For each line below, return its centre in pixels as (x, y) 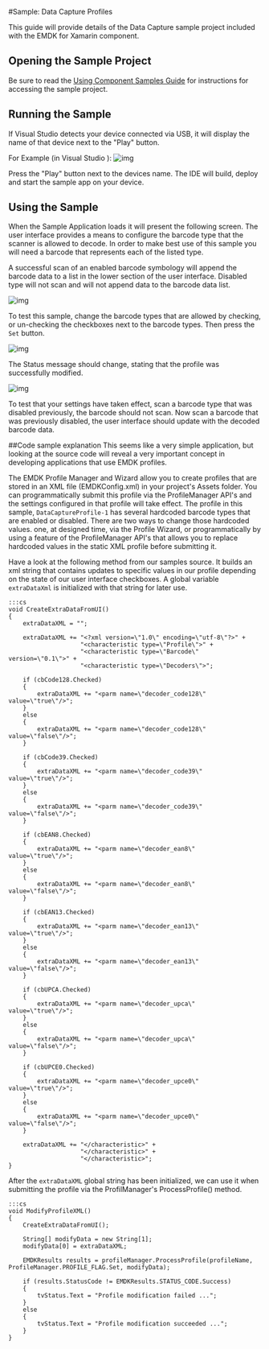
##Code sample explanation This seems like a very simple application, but (131, 445)
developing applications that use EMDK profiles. (88, 463)
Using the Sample (53, 207)
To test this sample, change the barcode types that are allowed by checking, (134, 316)
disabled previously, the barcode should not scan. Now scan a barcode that (133, 413)
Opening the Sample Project (80, 61)
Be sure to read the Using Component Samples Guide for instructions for (128, 80)
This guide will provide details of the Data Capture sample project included (132, 27)
